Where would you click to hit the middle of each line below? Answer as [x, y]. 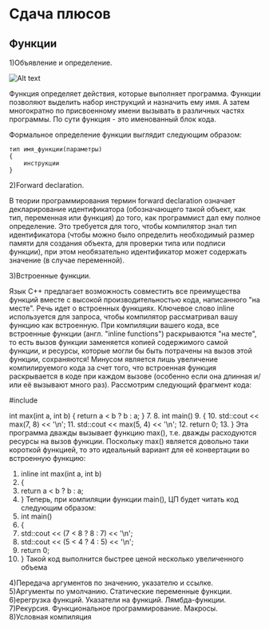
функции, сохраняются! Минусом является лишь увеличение [114, 359]
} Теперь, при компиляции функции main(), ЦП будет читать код [129, 499]
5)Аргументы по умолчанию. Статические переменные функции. [121, 591]
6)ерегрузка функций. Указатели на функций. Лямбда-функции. [118, 600]
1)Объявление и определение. [61, 62]
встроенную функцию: [47, 458]
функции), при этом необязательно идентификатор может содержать [128, 252]
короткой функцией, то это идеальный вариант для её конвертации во [129, 450]
